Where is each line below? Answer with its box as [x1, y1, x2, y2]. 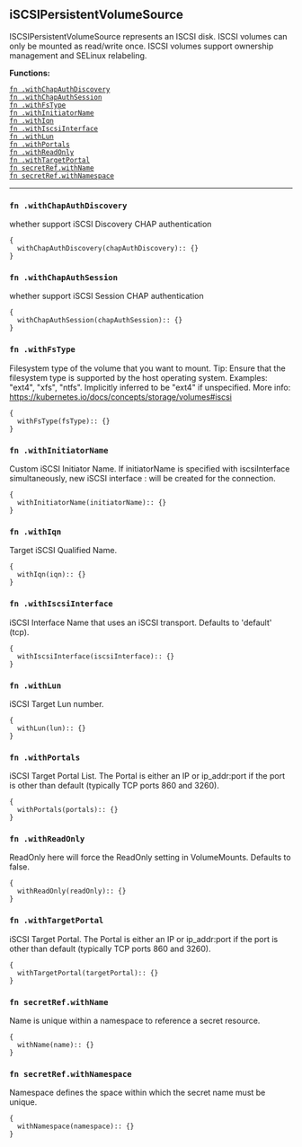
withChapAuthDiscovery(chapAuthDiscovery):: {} [17, 244, 200, 253]
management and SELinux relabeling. [9, 49, 147, 61]
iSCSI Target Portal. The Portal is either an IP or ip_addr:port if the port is [9, 933, 279, 944]
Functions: [9, 67, 51, 78]
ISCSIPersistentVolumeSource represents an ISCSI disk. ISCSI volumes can [9, 31, 288, 41]
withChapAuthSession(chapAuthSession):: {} [17, 316, 182, 325]
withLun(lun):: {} [17, 723, 87, 733]
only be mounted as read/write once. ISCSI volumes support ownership [9, 40, 274, 51]
